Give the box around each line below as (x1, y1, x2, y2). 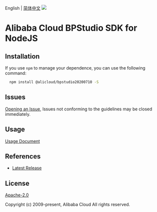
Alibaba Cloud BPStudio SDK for (5, 22, 138, 34)
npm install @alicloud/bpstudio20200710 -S (9, 80, 99, 85)
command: (5, 71, 27, 76)
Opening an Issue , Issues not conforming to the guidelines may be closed (5, 106, 152, 112)
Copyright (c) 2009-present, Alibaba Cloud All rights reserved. (5, 202, 130, 208)
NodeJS (5, 33, 38, 44)
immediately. (5, 111, 31, 117)
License (5, 179, 30, 187)
